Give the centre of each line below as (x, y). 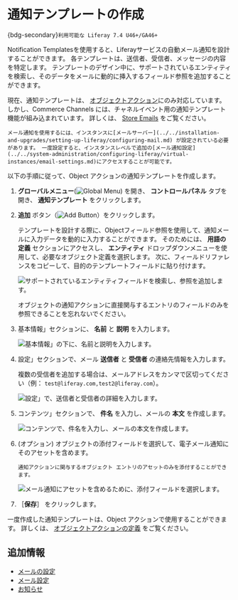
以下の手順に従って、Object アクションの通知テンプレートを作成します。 (114, 176)
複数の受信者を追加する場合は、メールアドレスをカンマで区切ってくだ (120, 374)
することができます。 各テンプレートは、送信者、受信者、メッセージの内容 (117, 58)
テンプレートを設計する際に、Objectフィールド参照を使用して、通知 (117, 230)
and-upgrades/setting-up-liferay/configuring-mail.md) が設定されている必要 (118, 140)
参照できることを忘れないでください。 (74, 313)
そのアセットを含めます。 (55, 452)
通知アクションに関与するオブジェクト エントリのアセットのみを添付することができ (122, 467)
